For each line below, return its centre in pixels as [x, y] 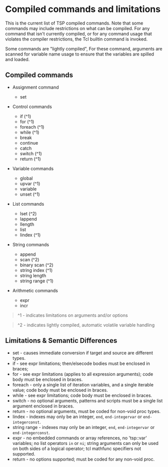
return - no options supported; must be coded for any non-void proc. [83, 459]
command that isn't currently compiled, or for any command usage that [79, 34]
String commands [30, 244]
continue [29, 143]
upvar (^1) [30, 183]
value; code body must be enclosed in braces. [60, 390]
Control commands [32, 107]
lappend [28, 219]
